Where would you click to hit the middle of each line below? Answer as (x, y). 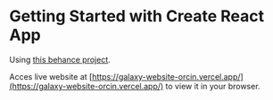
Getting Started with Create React (137, 16)
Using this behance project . (60, 59)
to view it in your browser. (213, 86)
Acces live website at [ (51, 76)
